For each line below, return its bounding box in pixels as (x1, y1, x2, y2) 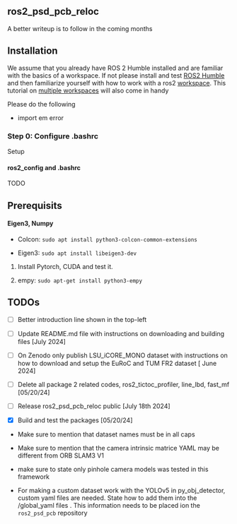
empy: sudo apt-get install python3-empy (17, 275, 143, 285)
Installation (7, 45, 58, 57)
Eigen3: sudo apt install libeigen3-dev (17, 249, 137, 257)
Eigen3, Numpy (7, 219, 54, 228)
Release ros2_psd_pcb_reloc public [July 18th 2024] (17, 402, 171, 410)
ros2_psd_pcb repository (17, 508, 88, 517)
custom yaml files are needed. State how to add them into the (17, 494, 197, 502)
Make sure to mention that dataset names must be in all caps (17, 430, 196, 439)
